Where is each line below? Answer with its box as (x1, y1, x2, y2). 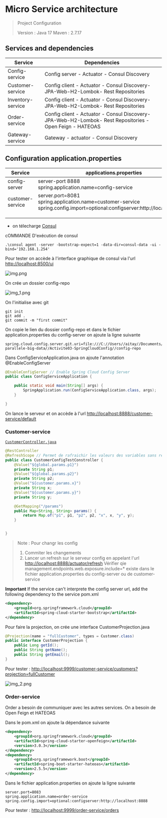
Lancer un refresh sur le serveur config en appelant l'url (24, 555, 140, 561)
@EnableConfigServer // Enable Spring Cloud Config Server (5, 370, 130, 375)
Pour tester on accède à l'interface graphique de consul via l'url (5, 255, 136, 261)
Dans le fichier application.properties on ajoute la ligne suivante (5, 780, 136, 786)
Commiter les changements (24, 550, 82, 556)
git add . (5, 313, 26, 318)
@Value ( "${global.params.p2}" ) (14, 471, 79, 476)
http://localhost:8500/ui (5, 261, 54, 267)
